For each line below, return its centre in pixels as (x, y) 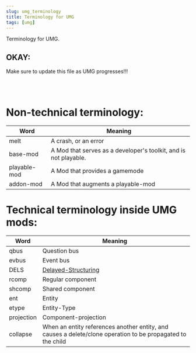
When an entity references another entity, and (105, 327)
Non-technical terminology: (75, 113)
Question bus (61, 251)
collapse (21, 334)
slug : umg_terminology (34, 11)
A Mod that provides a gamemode (97, 171)
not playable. (68, 158)
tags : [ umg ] (20, 22)
